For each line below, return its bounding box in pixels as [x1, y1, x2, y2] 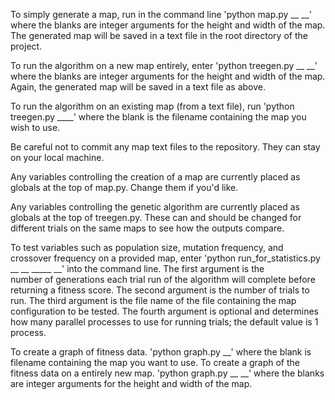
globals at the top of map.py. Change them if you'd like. [10, 182, 239, 193]
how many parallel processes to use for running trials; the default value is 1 [10, 316, 319, 328]
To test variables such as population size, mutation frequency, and [10, 242, 284, 253]
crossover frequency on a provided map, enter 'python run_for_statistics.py [10, 252, 321, 264]
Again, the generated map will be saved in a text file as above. [10, 81, 267, 93]
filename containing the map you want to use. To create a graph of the [10, 357, 300, 368]
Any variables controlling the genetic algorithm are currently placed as [10, 201, 300, 213]
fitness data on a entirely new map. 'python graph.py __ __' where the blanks [10, 367, 325, 379]
